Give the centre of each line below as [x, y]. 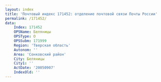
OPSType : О [25, 37]
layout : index [19, 9]
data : [10, 23]
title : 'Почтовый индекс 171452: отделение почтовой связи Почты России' [81, 14]
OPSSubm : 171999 [30, 41]
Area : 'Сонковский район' [40, 54]
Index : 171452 [28, 27]
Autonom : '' [26, 50]
